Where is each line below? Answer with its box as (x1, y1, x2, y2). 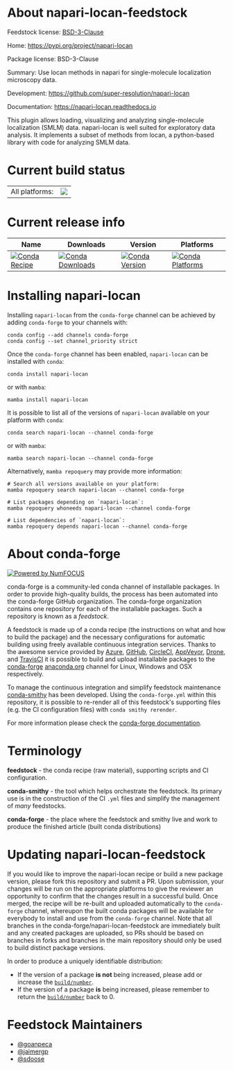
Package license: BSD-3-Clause (7, 54, 99, 63)
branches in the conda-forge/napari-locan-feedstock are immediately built (7, 921, 221, 930)
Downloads (67, 240, 106, 249)
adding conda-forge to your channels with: (7, 318, 128, 326)
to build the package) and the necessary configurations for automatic (7, 633, 206, 641)
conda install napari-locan (7, 370, 89, 378)
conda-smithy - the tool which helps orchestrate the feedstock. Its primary (7, 787, 223, 795)
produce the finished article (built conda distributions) (7, 822, 162, 830)
